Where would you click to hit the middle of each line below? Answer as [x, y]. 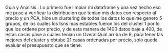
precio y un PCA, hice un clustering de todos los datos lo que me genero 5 [84, 18]
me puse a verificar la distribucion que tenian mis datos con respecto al [81, 13]
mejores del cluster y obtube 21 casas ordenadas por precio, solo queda [81, 40]
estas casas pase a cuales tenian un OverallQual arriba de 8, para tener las [84, 34]
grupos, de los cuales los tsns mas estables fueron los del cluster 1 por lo [82, 23]
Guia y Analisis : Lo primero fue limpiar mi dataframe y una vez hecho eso [83, 7]
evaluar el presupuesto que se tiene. [44, 45]
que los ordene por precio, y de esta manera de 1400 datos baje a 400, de [84, 29]
